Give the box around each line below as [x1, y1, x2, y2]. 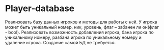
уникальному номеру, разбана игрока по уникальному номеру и [5, 34, 141, 40]
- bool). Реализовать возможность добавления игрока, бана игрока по [5, 29, 154, 35]
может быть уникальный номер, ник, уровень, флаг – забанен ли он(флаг [5, 24, 159, 30]
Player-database [5, 3, 75, 14]
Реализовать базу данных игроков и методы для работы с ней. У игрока [5, 19, 158, 25]
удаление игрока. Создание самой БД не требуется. [5, 39, 116, 45]
